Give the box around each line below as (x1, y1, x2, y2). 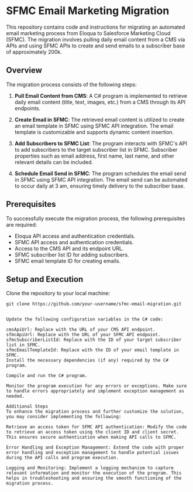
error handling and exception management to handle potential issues (6, 450, 180, 456)
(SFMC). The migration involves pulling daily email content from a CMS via (6, 36, 185, 43)
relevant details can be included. (14, 158, 94, 165)
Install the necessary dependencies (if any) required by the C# (6, 357, 168, 364)
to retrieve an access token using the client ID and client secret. (6, 429, 180, 435)
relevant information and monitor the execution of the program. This (6, 470, 182, 476)
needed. (6, 394, 25, 399)
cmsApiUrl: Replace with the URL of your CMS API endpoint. (6, 327, 156, 333)
